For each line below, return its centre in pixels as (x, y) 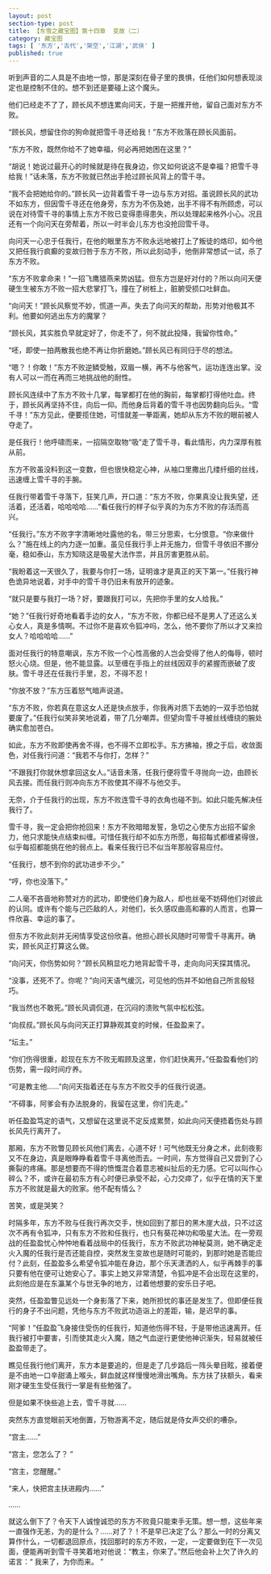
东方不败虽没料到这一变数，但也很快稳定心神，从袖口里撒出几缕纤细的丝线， (135, 469)
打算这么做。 (72, 946)
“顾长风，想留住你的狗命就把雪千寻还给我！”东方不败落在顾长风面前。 (125, 132)
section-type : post (41, 23)
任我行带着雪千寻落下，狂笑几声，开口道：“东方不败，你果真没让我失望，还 (134, 497)
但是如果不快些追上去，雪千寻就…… (68, 1402)
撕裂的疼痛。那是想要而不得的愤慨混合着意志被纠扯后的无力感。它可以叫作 (132, 1168)
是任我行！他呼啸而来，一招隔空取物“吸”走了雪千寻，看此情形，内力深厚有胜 (135, 442)
